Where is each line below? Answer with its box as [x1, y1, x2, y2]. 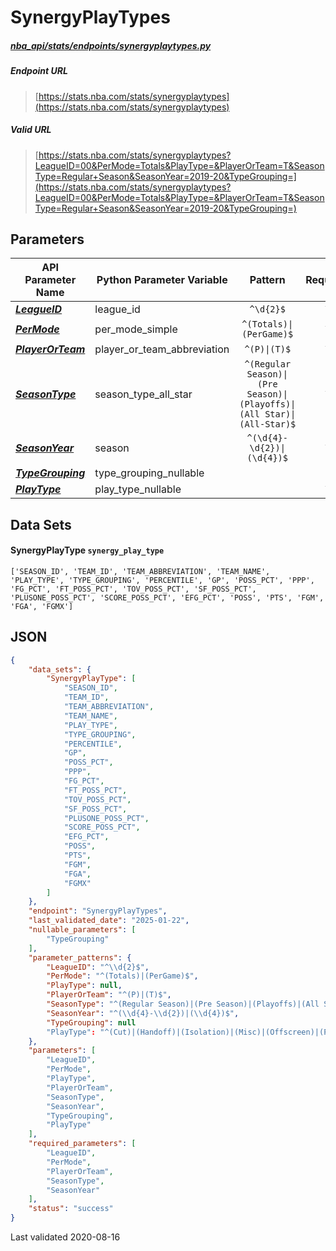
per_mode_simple [94, 322, 178, 336]
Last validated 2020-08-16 [10, 1231, 121, 1243]
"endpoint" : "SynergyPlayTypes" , [28, 906, 168, 916]
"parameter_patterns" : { [28, 952, 132, 963]
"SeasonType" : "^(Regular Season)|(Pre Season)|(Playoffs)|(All [46, 999, 320, 1010]
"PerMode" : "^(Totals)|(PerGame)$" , [46, 971, 199, 981]
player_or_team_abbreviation [94, 342, 230, 356]
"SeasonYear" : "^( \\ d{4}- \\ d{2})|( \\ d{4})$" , [46, 1008, 240, 1018]
